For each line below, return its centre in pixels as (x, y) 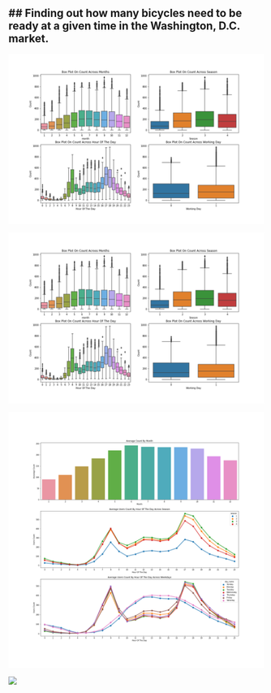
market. (29, 39)
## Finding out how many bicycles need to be (125, 13)
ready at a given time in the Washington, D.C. (125, 26)
